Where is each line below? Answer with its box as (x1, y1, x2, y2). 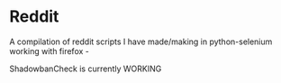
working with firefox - (9, 45, 90, 56)
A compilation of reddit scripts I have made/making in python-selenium (9, 36, 273, 47)
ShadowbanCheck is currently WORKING (9, 63, 162, 74)
